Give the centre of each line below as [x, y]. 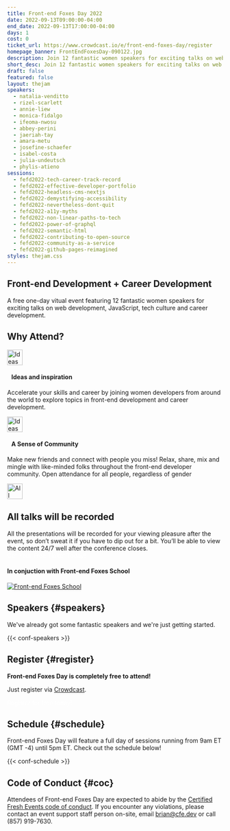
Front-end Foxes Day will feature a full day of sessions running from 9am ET [114, 741]
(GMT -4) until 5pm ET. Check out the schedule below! [84, 748]
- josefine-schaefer [42, 148]
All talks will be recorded [61, 517]
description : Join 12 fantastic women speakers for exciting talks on [110, 58]
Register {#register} [51, 660]
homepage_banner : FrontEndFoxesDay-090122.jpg [75, 52]
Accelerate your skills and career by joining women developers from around [114, 392]
